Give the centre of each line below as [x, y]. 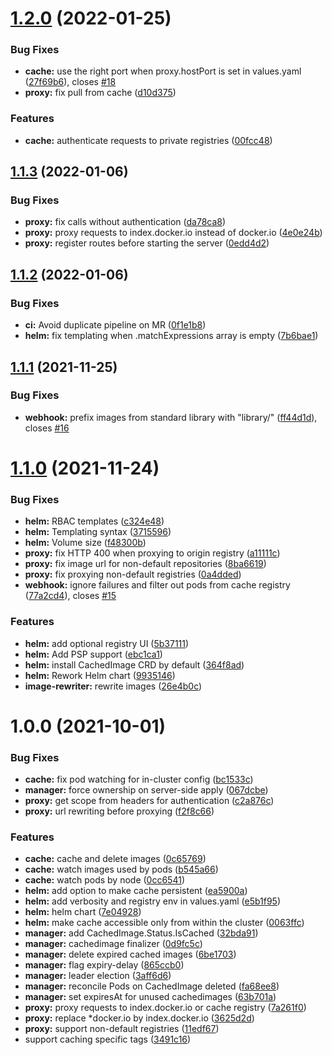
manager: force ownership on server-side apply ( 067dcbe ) [146, 790]
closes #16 [47, 428]
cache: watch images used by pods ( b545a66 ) [121, 869]
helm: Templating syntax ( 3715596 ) [98, 532]
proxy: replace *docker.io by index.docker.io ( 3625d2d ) [139, 1018]
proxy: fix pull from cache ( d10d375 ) [100, 93]
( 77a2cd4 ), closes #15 [70, 596]
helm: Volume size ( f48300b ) [85, 543]
